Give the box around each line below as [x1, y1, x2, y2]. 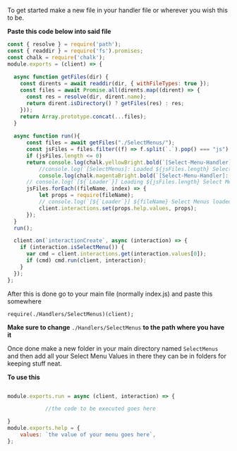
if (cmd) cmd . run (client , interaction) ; [25, 257, 147, 264]
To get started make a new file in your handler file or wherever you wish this [7, 6, 228, 14]
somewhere [7, 296, 42, 306]
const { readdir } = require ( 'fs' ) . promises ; [7, 47, 143, 54]
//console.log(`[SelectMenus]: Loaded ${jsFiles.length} [38, 165, 210, 172]
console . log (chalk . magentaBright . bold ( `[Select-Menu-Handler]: [38, 172, 229, 179]
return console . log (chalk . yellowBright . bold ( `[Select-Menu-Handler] [25, 159, 232, 166]
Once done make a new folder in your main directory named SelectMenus [7, 344, 219, 352]
